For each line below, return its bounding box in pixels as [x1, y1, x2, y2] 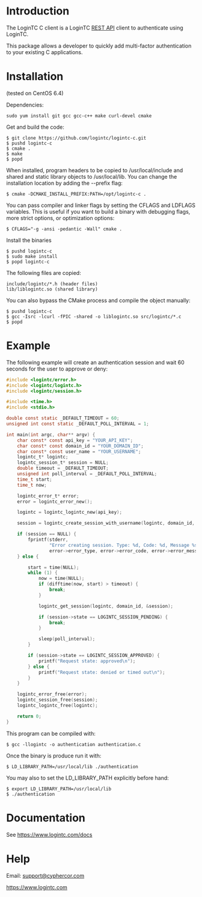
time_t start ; [17, 476, 52, 482]
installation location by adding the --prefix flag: [6, 179, 123, 186]
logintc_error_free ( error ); [17, 691, 87, 697]
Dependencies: [6, 101, 44, 108]
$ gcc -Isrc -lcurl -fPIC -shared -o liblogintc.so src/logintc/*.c [6, 313, 182, 319]
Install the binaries [6, 236, 52, 244]
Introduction [6, 4, 70, 18]
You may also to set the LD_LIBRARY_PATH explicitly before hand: [6, 774, 170, 781]
